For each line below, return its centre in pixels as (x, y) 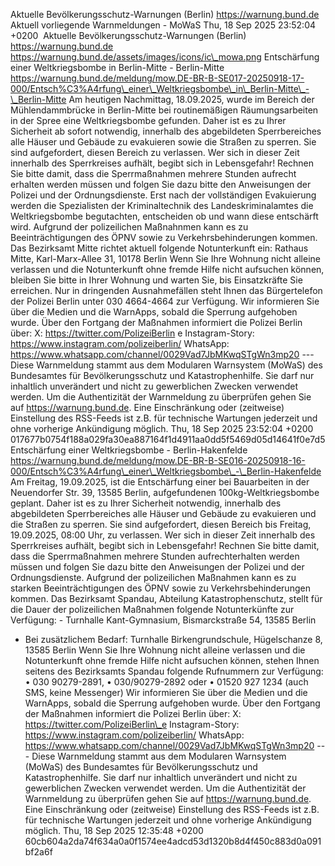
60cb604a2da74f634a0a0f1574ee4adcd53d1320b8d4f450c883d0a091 (173, 841)
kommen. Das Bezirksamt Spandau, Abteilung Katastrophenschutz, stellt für (166, 598)
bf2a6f (38, 852)
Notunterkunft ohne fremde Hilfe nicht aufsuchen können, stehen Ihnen (172, 660)
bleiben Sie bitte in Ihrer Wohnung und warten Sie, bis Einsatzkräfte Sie (156, 280)
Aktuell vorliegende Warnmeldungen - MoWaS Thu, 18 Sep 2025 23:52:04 (163, 25)
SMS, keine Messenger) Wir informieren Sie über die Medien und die (166, 692)
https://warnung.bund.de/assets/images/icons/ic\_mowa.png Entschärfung (165, 57)
